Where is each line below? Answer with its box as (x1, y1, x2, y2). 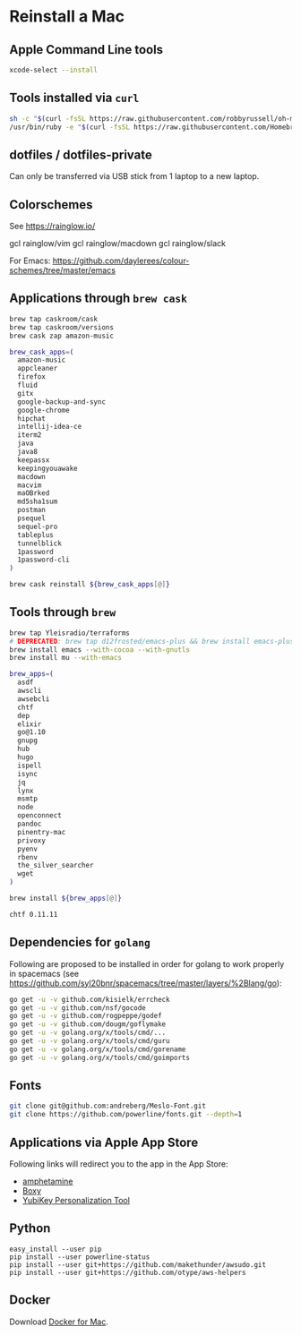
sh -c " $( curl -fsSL (9, 114, 87, 123)
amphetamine (21, 1176, 73, 1186)
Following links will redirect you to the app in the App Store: (9, 1159, 228, 1169)
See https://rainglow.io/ (9, 221, 96, 232)
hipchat (17, 414, 47, 423)
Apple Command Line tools (9, 42, 164, 57)
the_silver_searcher (17, 861, 94, 870)
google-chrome (17, 406, 70, 415)
